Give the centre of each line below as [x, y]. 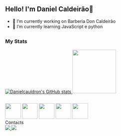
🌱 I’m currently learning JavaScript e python [58, 26]
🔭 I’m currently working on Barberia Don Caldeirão [64, 21]
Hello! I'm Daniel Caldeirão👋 [49, 9]
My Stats [16, 41]
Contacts [14, 122]
